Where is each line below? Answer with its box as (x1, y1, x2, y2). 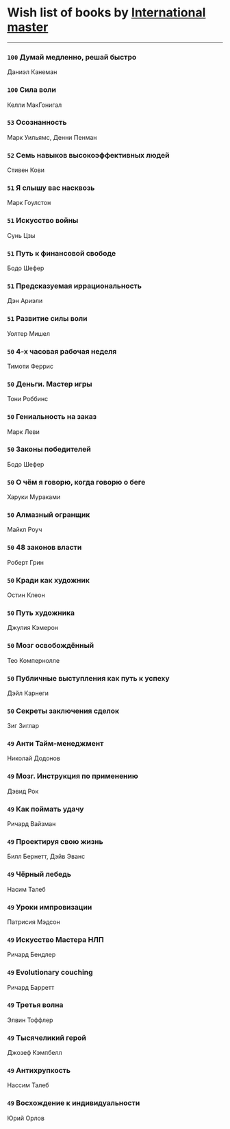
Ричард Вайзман (7, 820, 56, 828)
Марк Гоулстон (7, 199, 51, 207)
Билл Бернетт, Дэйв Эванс (7, 852, 86, 861)
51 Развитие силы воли (7, 314, 88, 324)
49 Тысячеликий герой (7, 1033, 87, 1043)
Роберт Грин (7, 558, 44, 566)
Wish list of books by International (7, 5, 206, 21)
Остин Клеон (7, 591, 46, 599)
